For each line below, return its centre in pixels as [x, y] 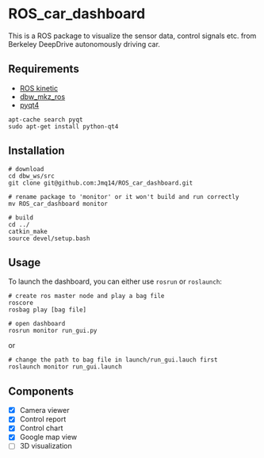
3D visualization [46, 446]
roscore [21, 303]
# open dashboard [37, 324]
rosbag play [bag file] [48, 310]
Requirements [44, 69]
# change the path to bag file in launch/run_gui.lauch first [113, 360]
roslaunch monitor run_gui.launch [65, 367]
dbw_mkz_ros [42, 97]
